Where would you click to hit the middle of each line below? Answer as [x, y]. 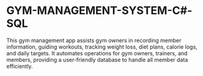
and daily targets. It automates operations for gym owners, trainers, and [97, 53]
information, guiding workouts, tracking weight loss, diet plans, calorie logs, [102, 47]
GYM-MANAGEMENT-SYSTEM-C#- [99, 11]
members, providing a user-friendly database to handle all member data [97, 60]
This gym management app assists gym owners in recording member [94, 40]
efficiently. [20, 66]
